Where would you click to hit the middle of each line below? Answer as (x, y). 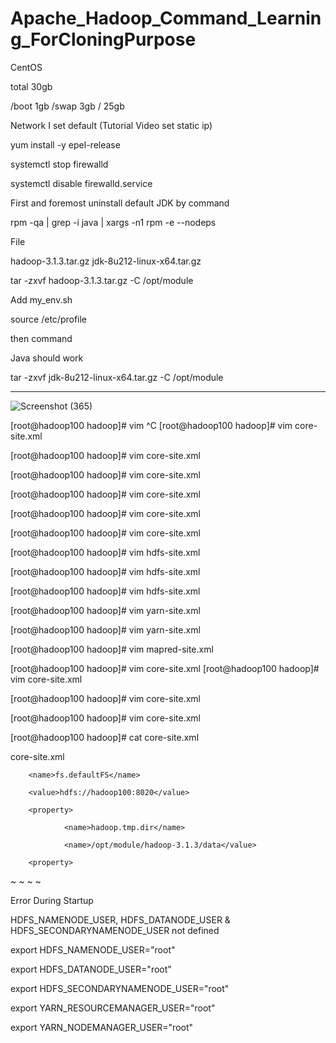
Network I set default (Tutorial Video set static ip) (111, 125)
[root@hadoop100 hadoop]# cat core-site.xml (105, 737)
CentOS (26, 67)
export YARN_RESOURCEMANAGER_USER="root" (113, 1008)
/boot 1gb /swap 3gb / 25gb (67, 106)
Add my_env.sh (41, 299)
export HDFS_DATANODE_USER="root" (91, 969)
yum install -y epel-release (65, 144)
